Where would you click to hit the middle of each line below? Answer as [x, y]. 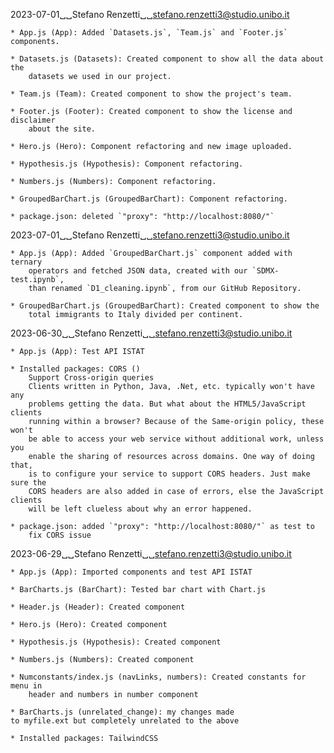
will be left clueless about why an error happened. [140, 509]
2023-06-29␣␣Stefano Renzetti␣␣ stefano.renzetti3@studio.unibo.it [151, 553]
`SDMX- [265, 271]
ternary [26, 262]
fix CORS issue [60, 535]
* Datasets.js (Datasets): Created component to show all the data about [167, 59]
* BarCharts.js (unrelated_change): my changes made [122, 712]
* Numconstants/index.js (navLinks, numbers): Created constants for [158, 677]
